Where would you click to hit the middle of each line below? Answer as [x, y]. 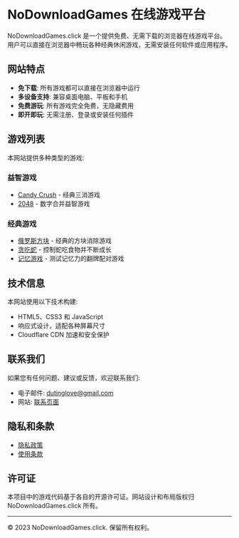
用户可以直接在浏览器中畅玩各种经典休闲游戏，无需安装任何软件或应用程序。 [119, 44]
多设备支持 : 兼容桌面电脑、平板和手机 [73, 96]
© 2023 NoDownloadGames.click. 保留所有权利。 [80, 527]
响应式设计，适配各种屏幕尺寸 [61, 326]
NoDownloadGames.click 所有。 [54, 506]
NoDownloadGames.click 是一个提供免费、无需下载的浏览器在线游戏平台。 [117, 36]
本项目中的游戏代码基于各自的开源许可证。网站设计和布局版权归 [101, 497]
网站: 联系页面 [38, 402]
